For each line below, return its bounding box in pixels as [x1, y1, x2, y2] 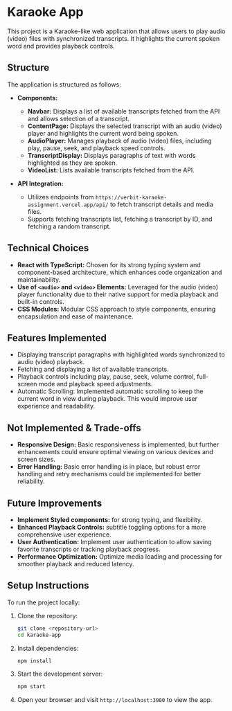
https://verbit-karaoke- [96, 194, 168, 201]
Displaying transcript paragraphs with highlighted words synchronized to [17, 350, 225, 359]
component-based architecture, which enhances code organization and [17, 268, 222, 276]
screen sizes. [17, 455, 55, 464]
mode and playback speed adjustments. [38, 380, 153, 388]
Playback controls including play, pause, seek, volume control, [17, 372, 196, 381]
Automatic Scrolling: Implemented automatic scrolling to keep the [17, 387, 204, 395]
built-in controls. [17, 297, 64, 305]
